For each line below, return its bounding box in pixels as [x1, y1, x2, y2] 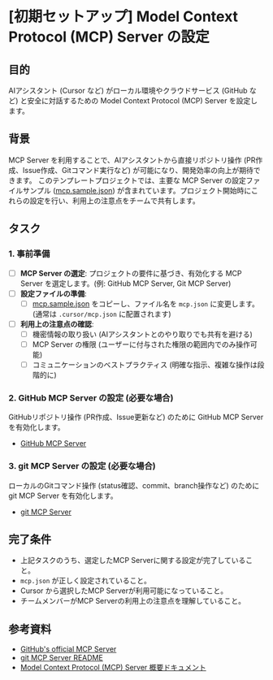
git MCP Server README [19, 653, 103, 663]
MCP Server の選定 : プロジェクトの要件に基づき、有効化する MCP [19, 268, 242, 278]
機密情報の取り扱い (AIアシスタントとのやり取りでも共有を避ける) [32, 329, 253, 339]
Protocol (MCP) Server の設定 [8, 28, 210, 46]
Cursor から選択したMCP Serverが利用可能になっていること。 [19, 586, 228, 596]
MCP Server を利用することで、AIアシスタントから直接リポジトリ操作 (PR [8, 155, 256, 165]
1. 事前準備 [8, 249, 50, 260]
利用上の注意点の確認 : [19, 318, 94, 329]
